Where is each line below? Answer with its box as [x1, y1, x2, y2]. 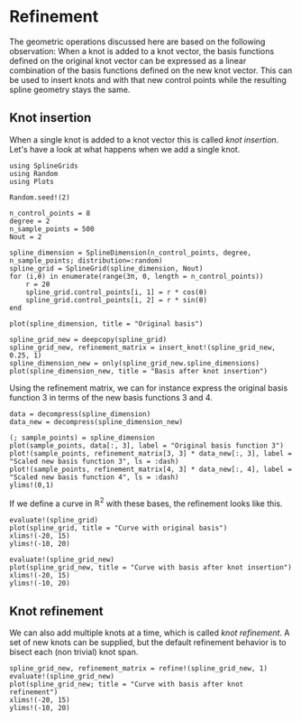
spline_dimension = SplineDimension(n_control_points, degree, [9, 248, 252, 257]
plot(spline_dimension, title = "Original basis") [9, 319, 204, 328]
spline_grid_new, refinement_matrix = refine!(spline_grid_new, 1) [9, 664, 269, 673]
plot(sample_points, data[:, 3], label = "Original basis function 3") [9, 440, 284, 450]
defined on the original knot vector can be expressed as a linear [9, 55, 247, 66]
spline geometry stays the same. [9, 84, 131, 95]
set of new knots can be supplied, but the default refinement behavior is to [9, 637, 287, 648]
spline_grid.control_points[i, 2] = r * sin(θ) [25, 295, 207, 304]
